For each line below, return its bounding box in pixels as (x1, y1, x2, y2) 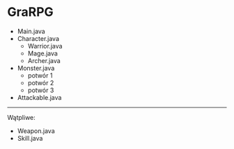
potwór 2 (27, 78, 54, 87)
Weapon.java (17, 126, 56, 135)
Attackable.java (17, 93, 62, 101)
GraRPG (7, 4, 54, 20)
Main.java (17, 27, 45, 35)
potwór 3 (27, 86, 54, 94)
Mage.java (27, 49, 58, 58)
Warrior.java (27, 42, 63, 50)
